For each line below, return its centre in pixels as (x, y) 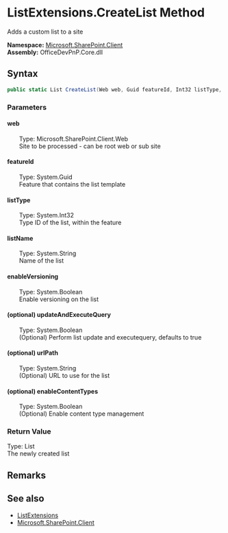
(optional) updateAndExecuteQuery (59, 315)
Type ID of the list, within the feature (71, 223)
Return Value (29, 431)
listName (20, 238)
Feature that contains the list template (73, 184)
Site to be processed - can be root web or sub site (90, 146)
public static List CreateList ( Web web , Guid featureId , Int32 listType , (115, 90)
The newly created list (38, 453)
